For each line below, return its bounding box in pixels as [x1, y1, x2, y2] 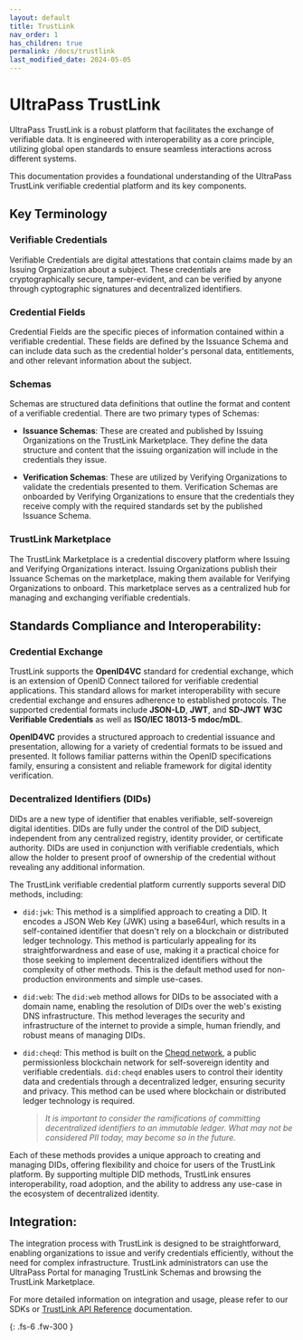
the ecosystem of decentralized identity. [9, 1188, 160, 1199]
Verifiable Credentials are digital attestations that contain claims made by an [9, 254, 293, 265]
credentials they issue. [22, 455, 107, 465]
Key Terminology [9, 206, 108, 222]
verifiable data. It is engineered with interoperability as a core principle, [9, 133, 275, 145]
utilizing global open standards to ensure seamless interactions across [9, 143, 272, 154]
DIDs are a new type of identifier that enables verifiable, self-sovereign [9, 813, 273, 824]
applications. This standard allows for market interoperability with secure [9, 685, 281, 696]
